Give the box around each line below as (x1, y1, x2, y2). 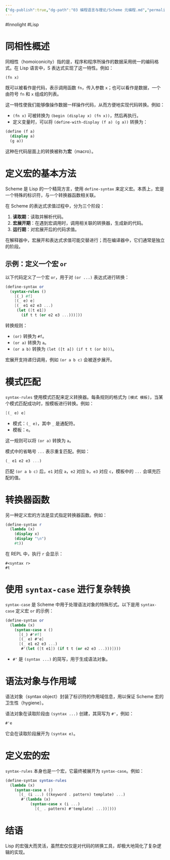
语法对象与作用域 (5, 676, 77, 687)
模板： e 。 (12, 427, 33, 433)
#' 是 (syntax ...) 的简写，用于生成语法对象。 (12, 656, 110, 662)
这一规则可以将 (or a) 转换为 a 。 (5, 437, 74, 443)
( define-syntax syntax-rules (5, 778, 67, 783)
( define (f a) (5, 129, 35, 134)
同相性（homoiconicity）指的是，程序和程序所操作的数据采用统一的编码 (5, 58, 154, 64)
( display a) (10, 134, 35, 139)
